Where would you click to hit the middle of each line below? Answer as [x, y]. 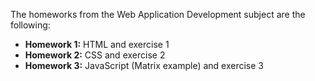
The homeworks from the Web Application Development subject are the [158, 14]
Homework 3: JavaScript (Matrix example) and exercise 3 [144, 65]
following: [30, 25]
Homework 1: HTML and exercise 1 [97, 44]
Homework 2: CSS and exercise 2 [95, 55]
